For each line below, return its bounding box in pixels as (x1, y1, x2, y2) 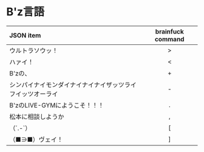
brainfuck (155, 27, 184, 36)
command (154, 35, 185, 43)
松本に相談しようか (9, 112, 65, 121)
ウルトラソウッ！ (9, 46, 59, 55)
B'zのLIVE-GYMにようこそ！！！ (9, 101, 104, 109)
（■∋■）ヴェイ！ (9, 135, 64, 143)
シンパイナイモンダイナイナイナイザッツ (9, 80, 124, 89)
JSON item (9, 31, 41, 40)
